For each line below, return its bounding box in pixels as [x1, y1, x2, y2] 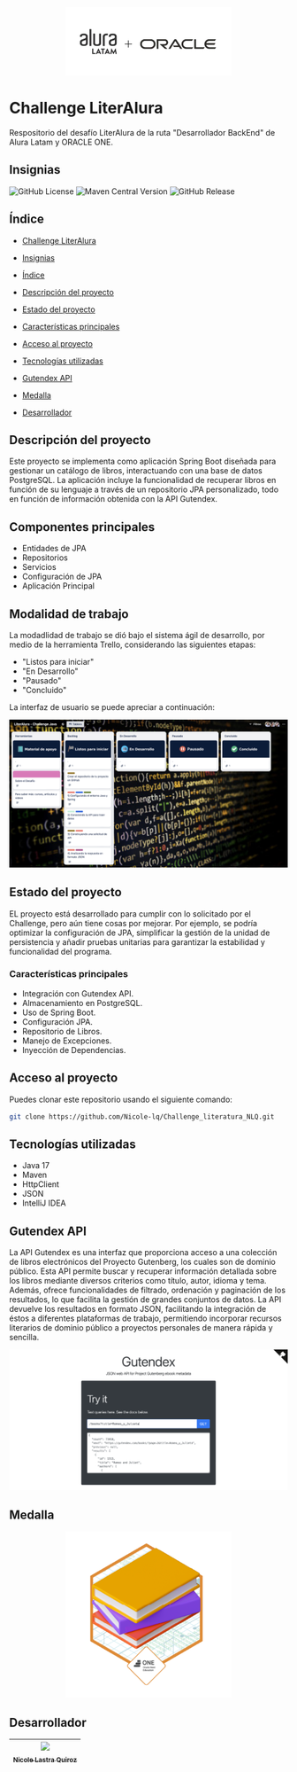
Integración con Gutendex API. [21, 987, 134, 999]
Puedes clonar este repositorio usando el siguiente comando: [9, 1094, 232, 1105]
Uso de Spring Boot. [21, 1007, 96, 1018]
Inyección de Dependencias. [21, 1044, 126, 1055]
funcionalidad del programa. [9, 946, 112, 956]
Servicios [21, 562, 57, 573]
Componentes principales [9, 519, 156, 535]
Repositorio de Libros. [21, 1026, 103, 1036]
